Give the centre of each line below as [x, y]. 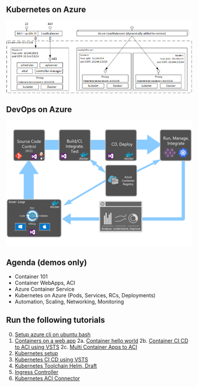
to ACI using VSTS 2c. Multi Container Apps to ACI [76, 347]
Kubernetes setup [36, 353]
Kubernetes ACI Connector [47, 378]
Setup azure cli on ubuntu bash [53, 334]
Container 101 [31, 276]
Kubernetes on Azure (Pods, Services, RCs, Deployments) [85, 295]
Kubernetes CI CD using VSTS [51, 359]
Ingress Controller [37, 372]
